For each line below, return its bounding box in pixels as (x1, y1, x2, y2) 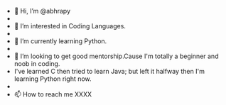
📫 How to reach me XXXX (14, 90, 92, 99)
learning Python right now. (14, 74, 92, 83)
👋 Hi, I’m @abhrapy (14, 7, 71, 15)
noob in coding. (14, 60, 60, 67)
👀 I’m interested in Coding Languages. (14, 22, 127, 30)
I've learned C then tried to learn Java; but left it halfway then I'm (14, 67, 205, 75)
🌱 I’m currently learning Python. (14, 37, 107, 45)
